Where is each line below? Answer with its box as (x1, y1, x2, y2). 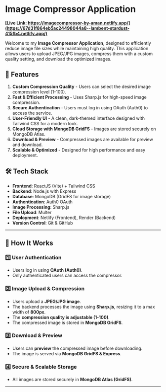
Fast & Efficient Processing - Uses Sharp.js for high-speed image (12, 94, 147, 100)
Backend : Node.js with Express (12, 188, 77, 194)
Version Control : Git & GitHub (12, 220, 73, 226)
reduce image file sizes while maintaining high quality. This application (5, 45, 149, 51)
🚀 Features (5, 71, 39, 79)
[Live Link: (5, 20, 27, 26)
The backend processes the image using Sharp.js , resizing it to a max (12, 304, 155, 310)
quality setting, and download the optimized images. (5, 56, 112, 62)
